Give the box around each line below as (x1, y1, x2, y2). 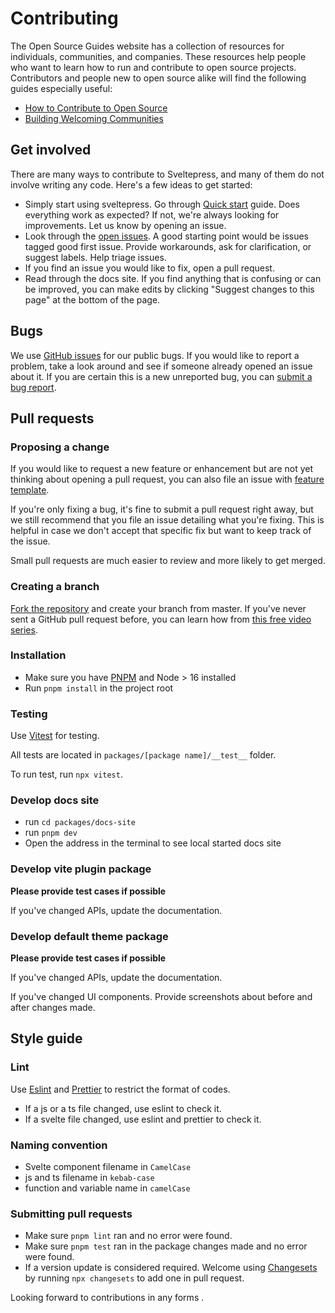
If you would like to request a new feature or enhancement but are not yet (10, 463, 314, 475)
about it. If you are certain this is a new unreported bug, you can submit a (10, 370, 313, 382)
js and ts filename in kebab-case (24, 1172, 155, 1184)
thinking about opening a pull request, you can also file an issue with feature (10, 473, 325, 486)
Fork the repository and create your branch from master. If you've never (10, 602, 307, 614)
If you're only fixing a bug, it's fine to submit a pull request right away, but (10, 503, 314, 516)
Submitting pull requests (10, 1207, 133, 1221)
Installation (10, 648, 67, 662)
